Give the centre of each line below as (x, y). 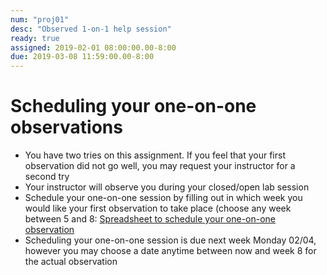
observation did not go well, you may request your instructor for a (160, 166)
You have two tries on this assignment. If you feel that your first (155, 155)
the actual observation (71, 262)
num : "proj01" (40, 19)
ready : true (35, 38)
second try (47, 177)
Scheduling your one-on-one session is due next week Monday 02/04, (170, 240)
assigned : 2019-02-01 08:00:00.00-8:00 (93, 47)
